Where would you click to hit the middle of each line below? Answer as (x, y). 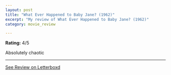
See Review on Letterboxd (33, 67)
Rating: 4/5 (17, 43)
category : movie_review (31, 24)
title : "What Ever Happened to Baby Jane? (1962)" (60, 15)
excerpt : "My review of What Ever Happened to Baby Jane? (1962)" (77, 19)
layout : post (19, 10)
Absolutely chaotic (25, 53)
